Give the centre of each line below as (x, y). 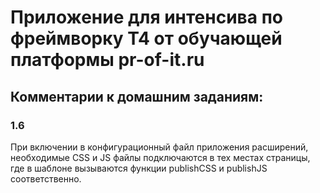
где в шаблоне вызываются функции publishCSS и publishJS (139, 168)
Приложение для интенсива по (146, 17)
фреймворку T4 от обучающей (146, 38)
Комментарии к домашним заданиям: (137, 96)
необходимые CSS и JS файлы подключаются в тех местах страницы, (160, 157)
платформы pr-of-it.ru (107, 60)
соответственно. (46, 178)
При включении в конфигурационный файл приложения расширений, (159, 147)
